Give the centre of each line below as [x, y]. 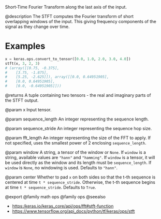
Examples [25, 46]
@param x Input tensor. [28, 110]
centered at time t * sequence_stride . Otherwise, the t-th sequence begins [80, 182]
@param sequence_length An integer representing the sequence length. [77, 119]
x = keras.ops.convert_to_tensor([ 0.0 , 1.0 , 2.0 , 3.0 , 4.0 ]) [68, 59]
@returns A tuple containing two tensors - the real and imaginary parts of [78, 95]
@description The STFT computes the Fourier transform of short [69, 16]
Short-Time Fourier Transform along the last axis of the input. [66, 7]
